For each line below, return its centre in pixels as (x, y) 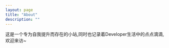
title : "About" (22, 15)
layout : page (19, 10)
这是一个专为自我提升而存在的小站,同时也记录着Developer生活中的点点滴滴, (85, 34)
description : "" (23, 19)
